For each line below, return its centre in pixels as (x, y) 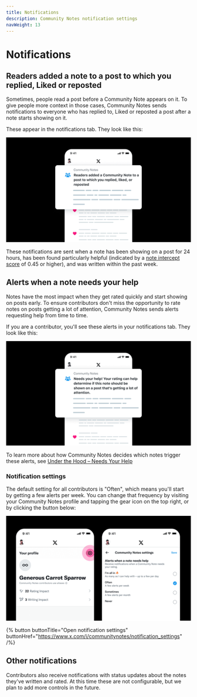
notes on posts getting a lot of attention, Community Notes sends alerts (92, 309)
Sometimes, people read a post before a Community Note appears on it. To (97, 99)
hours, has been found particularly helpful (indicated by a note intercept (93, 257)
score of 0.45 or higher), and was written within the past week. (82, 264)
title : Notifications (33, 12)
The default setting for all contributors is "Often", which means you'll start (95, 489)
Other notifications (42, 661)
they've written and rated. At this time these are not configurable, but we (94, 681)
